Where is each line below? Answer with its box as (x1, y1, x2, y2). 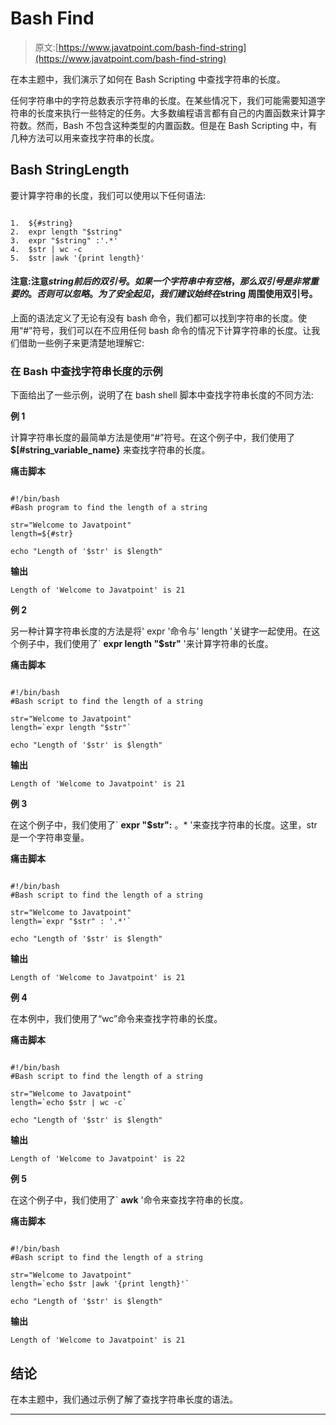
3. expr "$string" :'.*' (10, 235, 118, 246)
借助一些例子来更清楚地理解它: (18, 337, 145, 349)
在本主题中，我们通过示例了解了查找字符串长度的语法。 (10, 1393, 238, 1406)
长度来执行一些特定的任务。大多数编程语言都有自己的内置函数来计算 (36, 107, 317, 119)
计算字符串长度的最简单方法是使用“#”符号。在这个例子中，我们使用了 (10, 432, 296, 444)
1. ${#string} (10, 218, 74, 228)
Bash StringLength (10, 162, 130, 179)
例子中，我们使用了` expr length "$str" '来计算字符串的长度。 (18, 638, 274, 650)
